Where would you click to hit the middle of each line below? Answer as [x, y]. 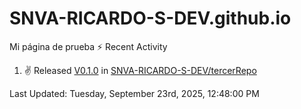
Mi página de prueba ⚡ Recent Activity [88, 46]
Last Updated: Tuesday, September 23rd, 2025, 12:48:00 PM [134, 93]
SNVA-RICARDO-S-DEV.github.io [150, 18]
